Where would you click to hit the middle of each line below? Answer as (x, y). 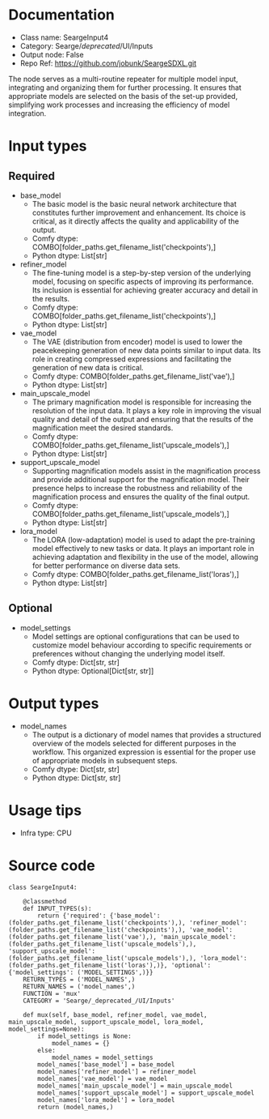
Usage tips (45, 810)
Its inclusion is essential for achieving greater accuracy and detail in (145, 290)
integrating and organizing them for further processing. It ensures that (125, 88)
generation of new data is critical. (88, 367)
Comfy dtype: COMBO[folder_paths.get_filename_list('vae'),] (133, 376)
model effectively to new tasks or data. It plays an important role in (143, 548)
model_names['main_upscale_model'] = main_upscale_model (135, 1086)
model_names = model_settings (102, 1057)
